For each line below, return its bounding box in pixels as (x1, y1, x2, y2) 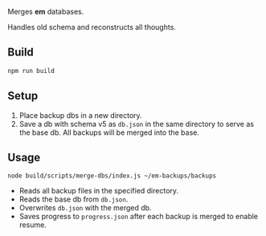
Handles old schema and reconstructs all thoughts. (7, 22, 176, 31)
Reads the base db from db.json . (18, 194, 129, 204)
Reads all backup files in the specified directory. (18, 186, 178, 196)
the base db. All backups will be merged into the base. (18, 128, 200, 137)
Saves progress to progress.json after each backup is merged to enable (18, 212, 259, 222)
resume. (18, 220, 47, 230)
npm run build (7, 67, 55, 75)
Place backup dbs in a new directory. (18, 110, 142, 120)
